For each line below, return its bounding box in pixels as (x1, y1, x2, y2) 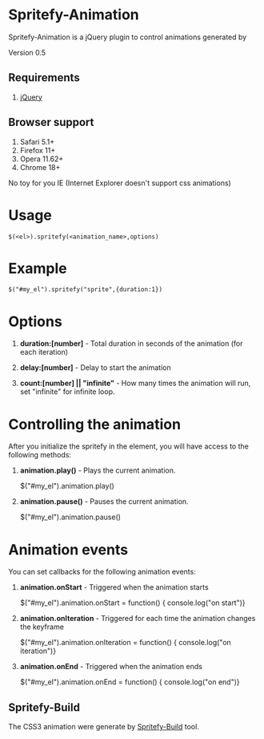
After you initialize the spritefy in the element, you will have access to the (8, 441, 250, 451)
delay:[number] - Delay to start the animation (19, 363, 171, 372)
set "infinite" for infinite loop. (19, 387, 115, 396)
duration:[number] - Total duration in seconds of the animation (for (19, 339, 243, 348)
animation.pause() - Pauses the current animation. (19, 497, 190, 506)
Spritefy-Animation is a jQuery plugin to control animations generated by (8, 32, 247, 42)
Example (8, 259, 67, 278)
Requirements (8, 71, 80, 85)
